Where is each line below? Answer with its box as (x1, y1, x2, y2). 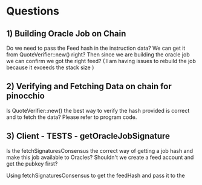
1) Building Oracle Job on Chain (6, 29, 126, 39)
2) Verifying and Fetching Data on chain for (6, 81, 172, 92)
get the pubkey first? (6, 160, 58, 167)
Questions (6, 4, 59, 18)
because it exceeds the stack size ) (6, 64, 94, 71)
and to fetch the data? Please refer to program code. (6, 113, 137, 121)
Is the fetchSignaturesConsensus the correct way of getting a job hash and (6, 147, 194, 154)
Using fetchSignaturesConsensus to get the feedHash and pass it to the (6, 172, 186, 179)
